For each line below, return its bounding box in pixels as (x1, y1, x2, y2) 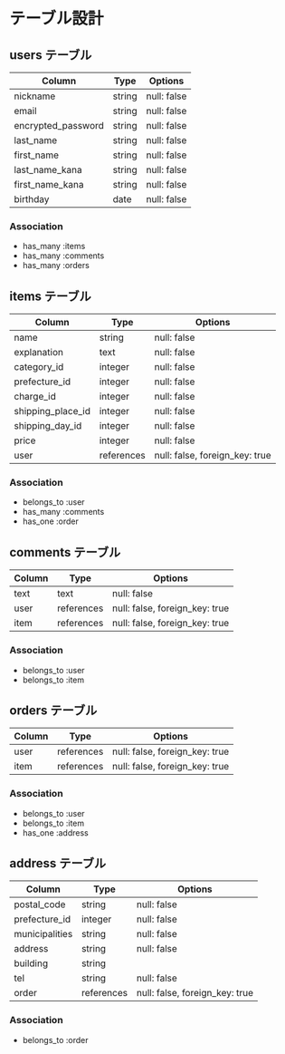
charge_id (14, 391, 56, 403)
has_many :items (22, 241, 86, 252)
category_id (14, 361, 64, 373)
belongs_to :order (22, 1034, 89, 1045)
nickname (14, 90, 56, 102)
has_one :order (22, 516, 79, 527)
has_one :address (22, 827, 89, 838)
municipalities (14, 928, 73, 941)
